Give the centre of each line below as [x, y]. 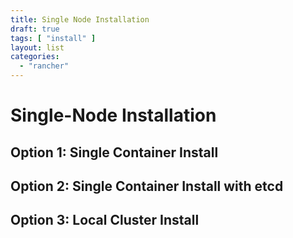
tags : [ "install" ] [53, 38]
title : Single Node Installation [80, 19]
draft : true [35, 29]
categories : [35, 57]
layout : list [37, 47]
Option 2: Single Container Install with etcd [147, 186]
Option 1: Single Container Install [114, 152]
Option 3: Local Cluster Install [105, 220]
